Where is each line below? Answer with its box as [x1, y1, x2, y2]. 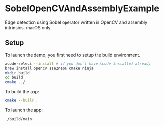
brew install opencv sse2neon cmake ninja [5, 66, 94, 71]
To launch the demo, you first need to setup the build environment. [5, 52, 140, 58]
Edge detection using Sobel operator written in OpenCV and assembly [5, 19, 148, 25]
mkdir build [5, 70, 30, 75]
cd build [5, 75, 23, 80]
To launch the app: [5, 107, 43, 113]
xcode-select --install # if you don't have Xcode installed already [5, 61, 151, 66]
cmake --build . [5, 98, 38, 103]
